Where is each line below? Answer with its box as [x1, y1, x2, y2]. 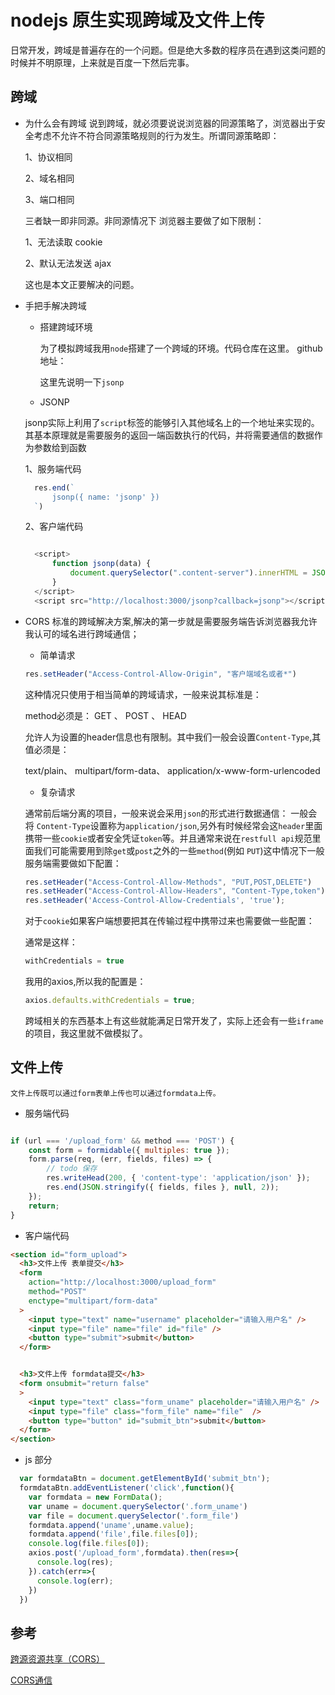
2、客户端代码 [24, 521, 84, 533]
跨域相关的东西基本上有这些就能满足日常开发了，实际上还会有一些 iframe [24, 1014, 324, 1026]
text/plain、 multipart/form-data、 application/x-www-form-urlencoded [24, 764, 321, 776]
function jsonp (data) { [51, 559, 152, 569]
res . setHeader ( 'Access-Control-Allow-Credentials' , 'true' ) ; [24, 896, 286, 906]
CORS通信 [10, 1674, 53, 1686]
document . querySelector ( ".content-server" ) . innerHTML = [69, 568, 308, 578]
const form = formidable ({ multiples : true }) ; [28, 1145, 230, 1155]
